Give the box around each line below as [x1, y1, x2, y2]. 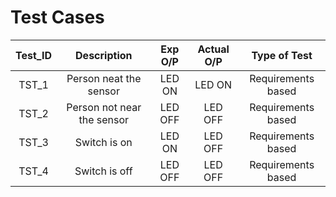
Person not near [66, 100, 142, 114]
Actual [197, 42, 230, 56]
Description [75, 48, 133, 62]
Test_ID [15, 48, 52, 62]
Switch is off [74, 164, 133, 178]
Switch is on [74, 135, 133, 149]
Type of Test [251, 48, 313, 62]
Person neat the [66, 71, 142, 85]
